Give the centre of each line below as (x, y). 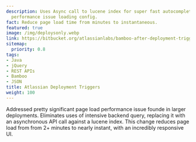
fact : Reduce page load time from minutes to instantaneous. (82, 22)
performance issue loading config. (55, 17)
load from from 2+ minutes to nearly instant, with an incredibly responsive (95, 127)
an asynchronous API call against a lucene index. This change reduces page (98, 121)
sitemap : (17, 44)
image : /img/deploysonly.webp (43, 33)
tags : (13, 55)
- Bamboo (17, 76)
